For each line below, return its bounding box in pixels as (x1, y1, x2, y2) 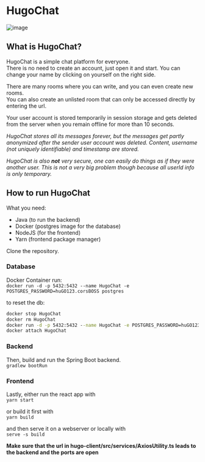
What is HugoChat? (6, 42, 82, 52)
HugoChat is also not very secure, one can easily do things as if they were (6, 157, 195, 164)
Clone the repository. (6, 247, 59, 254)
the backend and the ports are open (6, 449, 99, 456)
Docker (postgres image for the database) (15, 222, 121, 230)
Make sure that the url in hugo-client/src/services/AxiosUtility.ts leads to (6, 442, 196, 449)
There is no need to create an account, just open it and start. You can (6, 64, 181, 71)
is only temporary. (6, 170, 52, 177)
